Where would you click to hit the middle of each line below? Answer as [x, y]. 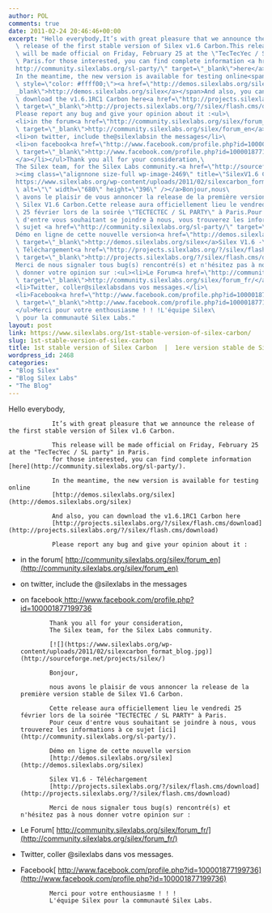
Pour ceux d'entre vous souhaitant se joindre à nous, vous [153, 722]
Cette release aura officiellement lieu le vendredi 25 [146, 708]
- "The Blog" [30, 385]
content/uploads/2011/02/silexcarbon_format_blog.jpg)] [116, 651]
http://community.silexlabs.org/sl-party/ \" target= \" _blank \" [124, 69]
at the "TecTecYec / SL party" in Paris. [79, 452]
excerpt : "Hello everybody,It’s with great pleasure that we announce [130, 39]
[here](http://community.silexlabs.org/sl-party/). [97, 466]
